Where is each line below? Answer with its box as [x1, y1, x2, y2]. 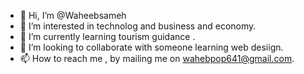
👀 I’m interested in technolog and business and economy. [19, 20, 257, 32]
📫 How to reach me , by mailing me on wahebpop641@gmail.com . [19, 53, 295, 64]
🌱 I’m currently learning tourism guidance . [19, 31, 196, 42]
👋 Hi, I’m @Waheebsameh [19, 10, 127, 21]
